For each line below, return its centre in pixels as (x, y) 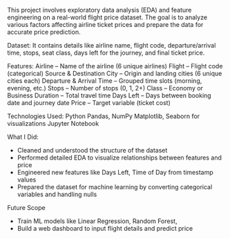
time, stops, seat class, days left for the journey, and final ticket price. (106, 52)
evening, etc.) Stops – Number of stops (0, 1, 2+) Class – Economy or (105, 88)
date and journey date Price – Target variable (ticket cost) (89, 103)
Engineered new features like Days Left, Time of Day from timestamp (115, 172)
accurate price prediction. (44, 32)
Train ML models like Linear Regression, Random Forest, (97, 221)
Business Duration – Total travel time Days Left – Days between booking (109, 95)
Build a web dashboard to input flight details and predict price (105, 228)
